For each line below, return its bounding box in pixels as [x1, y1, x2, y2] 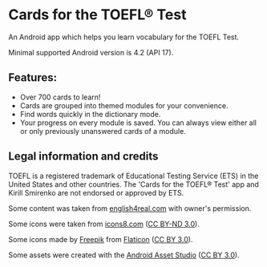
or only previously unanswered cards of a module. [19, 126, 186, 136]
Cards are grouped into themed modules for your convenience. [19, 100, 229, 110]
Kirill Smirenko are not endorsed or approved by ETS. [8, 188, 184, 197]
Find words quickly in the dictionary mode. [19, 109, 161, 119]
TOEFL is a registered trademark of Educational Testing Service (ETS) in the [8, 171, 259, 180]
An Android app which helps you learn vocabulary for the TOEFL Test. [8, 32, 239, 42]
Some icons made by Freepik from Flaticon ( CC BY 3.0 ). [8, 234, 193, 244]
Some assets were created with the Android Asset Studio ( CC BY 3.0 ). [8, 250, 240, 260]
